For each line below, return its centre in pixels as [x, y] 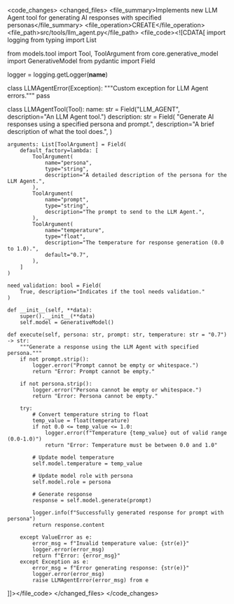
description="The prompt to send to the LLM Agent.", [125, 212]
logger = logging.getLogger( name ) [58, 74]
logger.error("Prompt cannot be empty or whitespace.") [116, 365]
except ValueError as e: [56, 537]
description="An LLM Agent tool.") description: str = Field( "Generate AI [111, 116]
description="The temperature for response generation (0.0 [134, 243]
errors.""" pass [29, 95]
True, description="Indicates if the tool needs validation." [112, 292]
